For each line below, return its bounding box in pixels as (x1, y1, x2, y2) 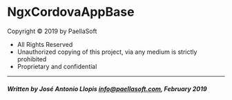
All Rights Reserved (17, 40, 73, 48)
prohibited (17, 54, 47, 63)
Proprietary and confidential (17, 62, 97, 70)
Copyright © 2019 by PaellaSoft (7, 27, 97, 35)
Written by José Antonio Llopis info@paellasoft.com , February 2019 (7, 84, 207, 93)
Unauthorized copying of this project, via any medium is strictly (17, 48, 197, 56)
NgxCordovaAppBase (7, 4, 135, 20)
